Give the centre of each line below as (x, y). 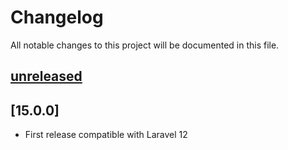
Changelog (57, 17)
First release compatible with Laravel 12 (106, 135)
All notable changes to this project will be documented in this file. (145, 45)
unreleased (46, 76)
